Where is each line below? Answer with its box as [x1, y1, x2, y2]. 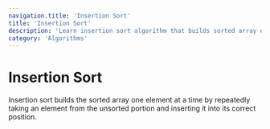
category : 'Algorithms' [8, 34, 88, 42]
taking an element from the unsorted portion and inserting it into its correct [8, 103, 256, 113]
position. [8, 112, 38, 122]
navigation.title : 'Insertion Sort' [8, 11, 131, 20]
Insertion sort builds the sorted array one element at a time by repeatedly [8, 95, 251, 105]
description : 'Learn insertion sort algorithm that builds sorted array [8, 26, 257, 34]
